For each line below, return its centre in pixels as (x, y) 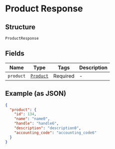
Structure (20, 27)
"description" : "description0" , (48, 128)
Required (64, 76)
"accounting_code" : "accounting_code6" (56, 133)
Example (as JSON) (36, 94)
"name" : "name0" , (32, 119)
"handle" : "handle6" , (36, 124)
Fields (15, 53)
